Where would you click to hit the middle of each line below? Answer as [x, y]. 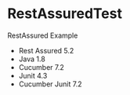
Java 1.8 [32, 59]
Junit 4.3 [33, 75]
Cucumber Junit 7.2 [50, 84]
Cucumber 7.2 [41, 67]
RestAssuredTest [65, 14]
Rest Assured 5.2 [46, 50]
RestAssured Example [43, 35]
